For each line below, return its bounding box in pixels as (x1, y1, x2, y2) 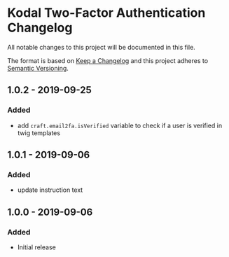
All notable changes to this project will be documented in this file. (7, 43, 196, 51)
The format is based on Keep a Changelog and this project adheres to (7, 56, 209, 64)
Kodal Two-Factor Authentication (7, 5, 206, 21)
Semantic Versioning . (7, 64, 69, 72)
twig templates (17, 128, 61, 137)
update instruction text (17, 186, 83, 194)
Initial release (17, 243, 56, 251)
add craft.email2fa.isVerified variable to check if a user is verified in (17, 121, 223, 130)
